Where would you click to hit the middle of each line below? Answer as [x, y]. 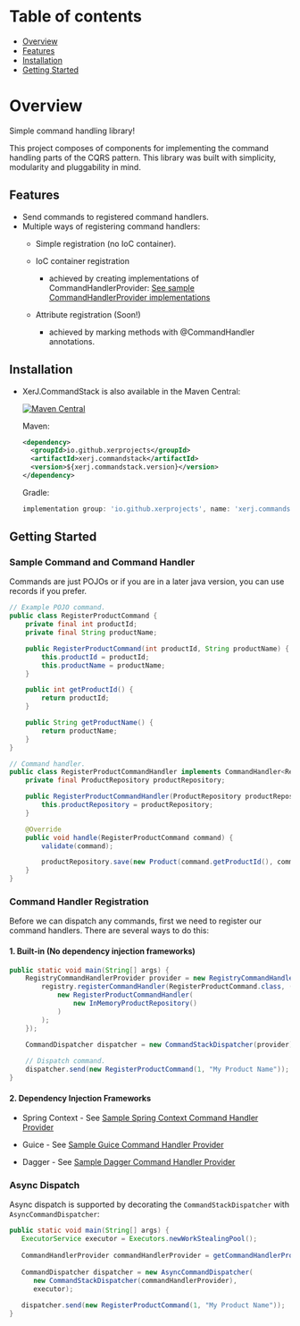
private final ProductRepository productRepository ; [125, 780]
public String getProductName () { [89, 723]
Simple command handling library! [72, 131]
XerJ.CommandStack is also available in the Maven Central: [131, 391]
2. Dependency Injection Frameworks [80, 1098]
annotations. [72, 341]
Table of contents [76, 17]
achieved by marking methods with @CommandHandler [152, 332]
